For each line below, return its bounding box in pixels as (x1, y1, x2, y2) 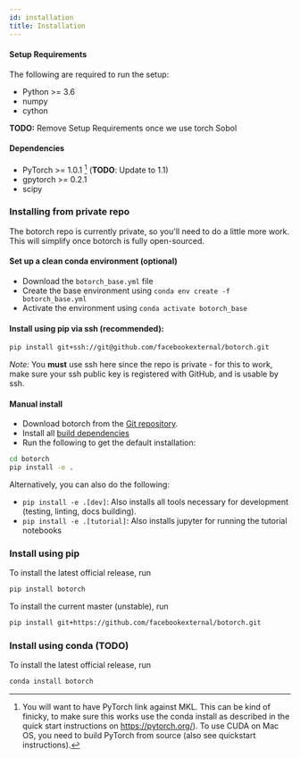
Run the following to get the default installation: (21, 437, 196, 448)
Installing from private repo (9, 206, 130, 218)
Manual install (9, 399, 63, 409)
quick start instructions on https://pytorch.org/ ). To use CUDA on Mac (21, 720, 279, 731)
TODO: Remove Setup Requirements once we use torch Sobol (9, 122, 237, 133)
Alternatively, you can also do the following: (9, 479, 170, 490)
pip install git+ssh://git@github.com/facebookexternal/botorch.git (9, 343, 270, 352)
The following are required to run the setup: (9, 69, 170, 80)
